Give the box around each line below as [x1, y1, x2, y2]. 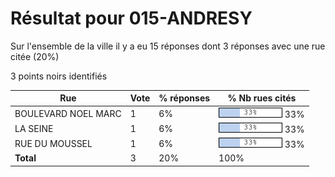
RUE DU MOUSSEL [14, 138, 93, 150]
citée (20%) [10, 50, 60, 62]
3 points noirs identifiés [10, 70, 108, 82]
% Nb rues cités [227, 92, 297, 104]
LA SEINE [14, 122, 54, 134]
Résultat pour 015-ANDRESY [10, 7, 253, 30]
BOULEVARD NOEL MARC [14, 107, 122, 119]
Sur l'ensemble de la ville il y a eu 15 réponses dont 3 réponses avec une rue [10, 40, 326, 52]
